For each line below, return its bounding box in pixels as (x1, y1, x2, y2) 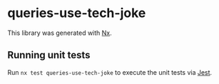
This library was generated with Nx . (7, 28, 112, 37)
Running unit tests (7, 49, 91, 61)
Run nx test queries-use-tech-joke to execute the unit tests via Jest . (7, 68, 213, 76)
